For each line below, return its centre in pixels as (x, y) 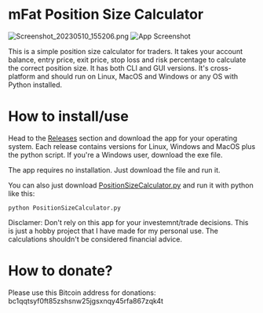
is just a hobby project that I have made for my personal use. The (113, 231)
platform (22, 76)
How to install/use (69, 116)
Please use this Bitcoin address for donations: (82, 293)
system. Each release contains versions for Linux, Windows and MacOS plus (132, 146)
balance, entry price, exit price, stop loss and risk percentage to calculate (127, 60)
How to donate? (60, 271)
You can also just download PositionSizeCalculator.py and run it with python (131, 185)
